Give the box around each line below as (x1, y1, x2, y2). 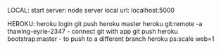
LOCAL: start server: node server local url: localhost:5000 (7, 6, 175, 14)
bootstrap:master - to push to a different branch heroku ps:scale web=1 (7, 35, 215, 43)
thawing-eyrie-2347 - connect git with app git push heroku (7, 27, 178, 35)
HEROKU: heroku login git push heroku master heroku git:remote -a (7, 20, 203, 27)
